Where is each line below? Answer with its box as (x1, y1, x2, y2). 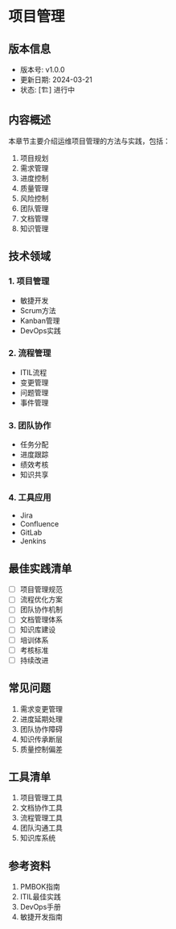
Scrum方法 (19, 305, 56, 315)
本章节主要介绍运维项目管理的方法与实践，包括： (8, 136, 170, 146)
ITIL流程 (19, 367, 47, 377)
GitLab (19, 528, 43, 538)
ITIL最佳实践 (19, 892, 62, 902)
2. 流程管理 (8, 348, 51, 359)
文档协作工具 (19, 803, 63, 813)
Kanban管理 (19, 316, 60, 325)
